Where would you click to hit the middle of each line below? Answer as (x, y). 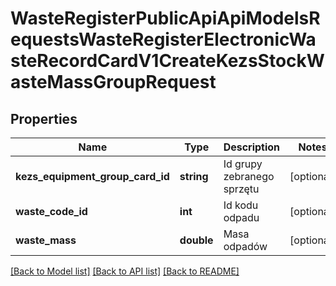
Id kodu (241, 205)
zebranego (249, 176)
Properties (44, 118)
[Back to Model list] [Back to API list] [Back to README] (125, 271)
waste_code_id (51, 211)
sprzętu (241, 189)
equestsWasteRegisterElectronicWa (163, 39)
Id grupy (243, 164)
